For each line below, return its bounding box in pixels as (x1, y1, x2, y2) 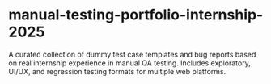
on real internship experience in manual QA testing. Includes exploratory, (8, 58, 251, 68)
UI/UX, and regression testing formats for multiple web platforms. (8, 66, 227, 76)
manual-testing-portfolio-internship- (8, 6, 264, 24)
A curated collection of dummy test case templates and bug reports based (8, 49, 256, 59)
